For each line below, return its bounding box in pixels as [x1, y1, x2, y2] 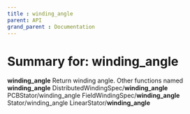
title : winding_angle [7, 10, 73, 17]
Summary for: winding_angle [7, 53, 179, 69]
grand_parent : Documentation [7, 23, 96, 30]
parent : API [7, 17, 42, 24]
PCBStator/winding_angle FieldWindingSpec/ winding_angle [7, 92, 180, 100]
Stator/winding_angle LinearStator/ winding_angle [7, 99, 150, 107]
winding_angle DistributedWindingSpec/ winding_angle [7, 84, 168, 92]
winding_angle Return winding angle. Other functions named [7, 76, 184, 85]
